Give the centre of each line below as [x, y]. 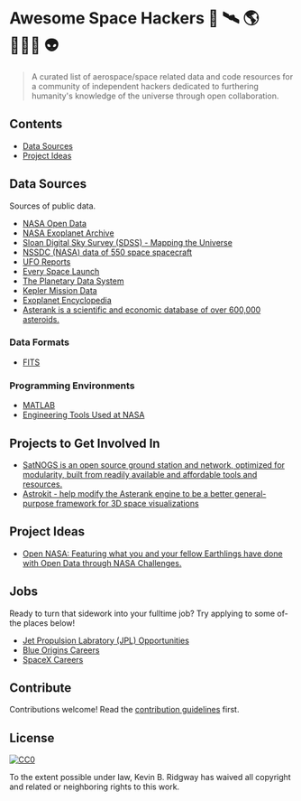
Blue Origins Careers [61, 650]
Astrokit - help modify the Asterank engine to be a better [127, 493]
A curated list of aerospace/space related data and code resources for [162, 76]
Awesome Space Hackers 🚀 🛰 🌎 [134, 19]
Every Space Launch [61, 271]
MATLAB [39, 405]
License [32, 738]
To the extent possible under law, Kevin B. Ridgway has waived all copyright [150, 778]
